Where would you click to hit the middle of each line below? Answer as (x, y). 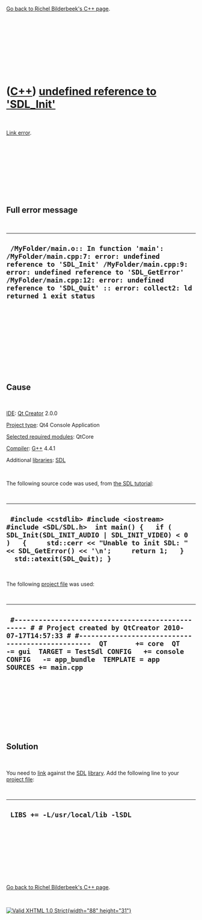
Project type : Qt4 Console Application (53, 425)
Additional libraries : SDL (36, 460)
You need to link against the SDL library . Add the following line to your (93, 773)
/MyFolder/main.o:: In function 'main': (87, 249)
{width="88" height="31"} (99, 910)
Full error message (42, 210)
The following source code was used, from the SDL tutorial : (80, 484)
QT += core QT (139, 643)
